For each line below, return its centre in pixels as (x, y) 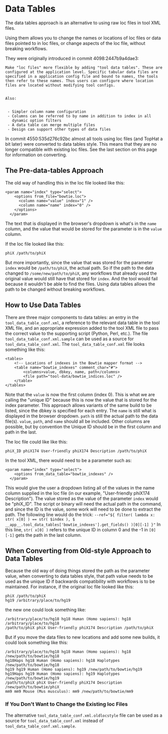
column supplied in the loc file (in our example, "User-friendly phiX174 (77, 493)
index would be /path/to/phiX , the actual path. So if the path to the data (80, 268)
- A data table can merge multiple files (51, 125)
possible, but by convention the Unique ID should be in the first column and (83, 426)
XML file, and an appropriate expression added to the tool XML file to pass (82, 328)
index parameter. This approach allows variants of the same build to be (78, 405)
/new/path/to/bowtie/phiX (32, 687)
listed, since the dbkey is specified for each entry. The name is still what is (81, 410)
